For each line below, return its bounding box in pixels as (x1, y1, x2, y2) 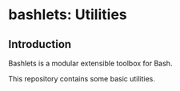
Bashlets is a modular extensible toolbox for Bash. (8, 58, 173, 68)
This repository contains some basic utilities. (8, 74, 156, 83)
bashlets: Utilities (8, 6, 127, 24)
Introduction (8, 38, 72, 51)
